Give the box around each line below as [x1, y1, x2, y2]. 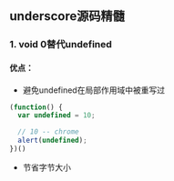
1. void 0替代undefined [9, 38, 112, 51]
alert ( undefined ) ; [17, 136, 88, 146]
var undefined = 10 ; [17, 111, 96, 120]
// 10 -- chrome [17, 127, 79, 136]
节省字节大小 [22, 162, 71, 173]
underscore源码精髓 [9, 8, 125, 25]
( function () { [9, 103, 64, 112]
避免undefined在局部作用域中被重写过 [22, 85, 166, 96]
